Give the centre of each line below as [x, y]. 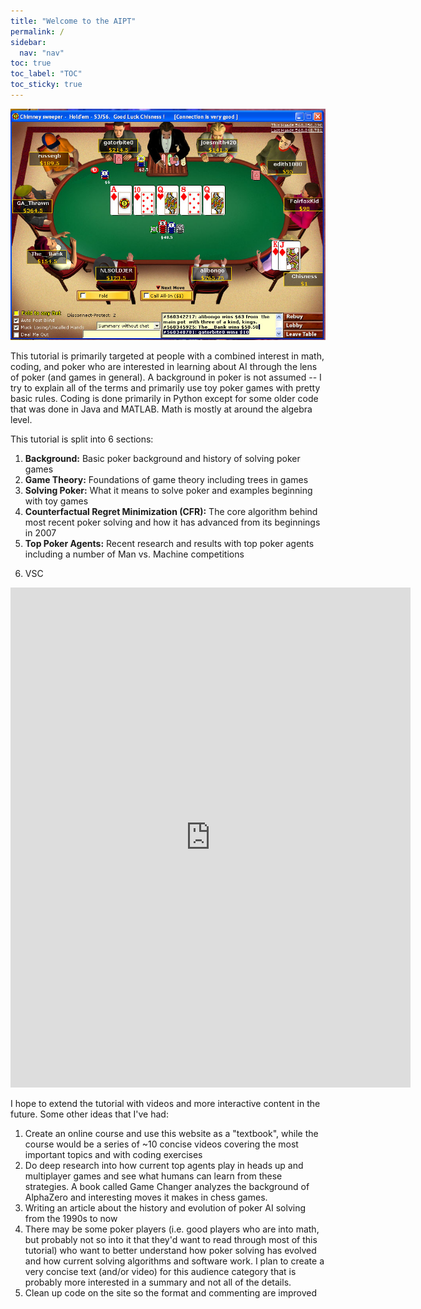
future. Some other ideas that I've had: [89, 1114]
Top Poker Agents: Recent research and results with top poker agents [169, 544]
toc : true [31, 63]
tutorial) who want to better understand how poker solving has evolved [170, 1251]
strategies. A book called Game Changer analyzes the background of [167, 1187]
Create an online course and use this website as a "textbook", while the [171, 1134]
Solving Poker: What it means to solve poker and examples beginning [168, 491]
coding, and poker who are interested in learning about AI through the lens [164, 367]
